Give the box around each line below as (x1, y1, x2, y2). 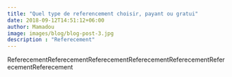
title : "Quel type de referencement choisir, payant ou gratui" (7, 10, 198, 17)
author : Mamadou (7, 23, 55, 30)
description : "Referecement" (7, 36, 96, 43)
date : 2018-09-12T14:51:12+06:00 (7, 17, 105, 24)
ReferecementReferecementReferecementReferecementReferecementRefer (7, 55, 225, 64)
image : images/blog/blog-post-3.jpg (7, 29, 114, 37)
